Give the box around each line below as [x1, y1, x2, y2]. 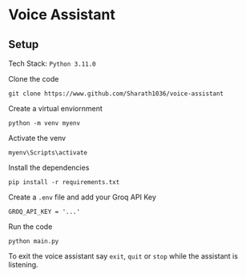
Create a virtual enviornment [8, 104, 103, 113]
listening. [8, 260, 38, 269]
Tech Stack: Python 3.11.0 [8, 58, 96, 68]
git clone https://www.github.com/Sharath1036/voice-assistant [8, 90, 224, 98]
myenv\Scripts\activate [8, 149, 88, 157]
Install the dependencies [8, 163, 90, 172]
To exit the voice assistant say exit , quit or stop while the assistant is [8, 251, 239, 261]
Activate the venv [8, 134, 67, 143]
